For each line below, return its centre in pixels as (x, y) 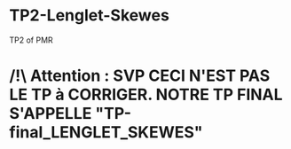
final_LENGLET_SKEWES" (106, 133)
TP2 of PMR (31, 40)
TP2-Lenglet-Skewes (90, 16)
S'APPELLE (51, 114)
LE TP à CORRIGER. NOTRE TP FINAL (146, 95)
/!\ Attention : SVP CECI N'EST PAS (140, 76)
